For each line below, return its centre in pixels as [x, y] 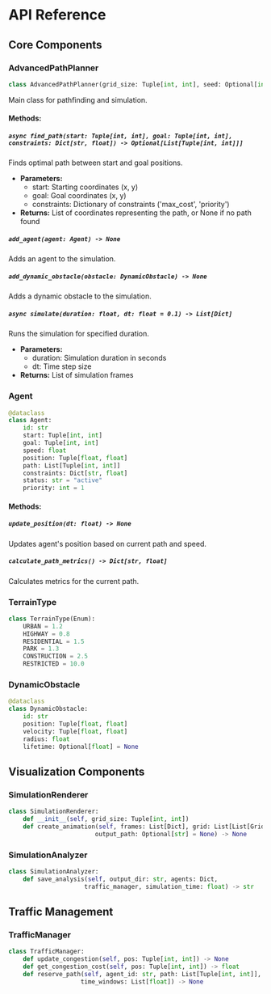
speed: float [45, 450]
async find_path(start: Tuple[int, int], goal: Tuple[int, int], [120, 136]
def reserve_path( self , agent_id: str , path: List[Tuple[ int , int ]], [142, 974]
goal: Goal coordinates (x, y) [79, 196]
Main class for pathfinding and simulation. [78, 99]
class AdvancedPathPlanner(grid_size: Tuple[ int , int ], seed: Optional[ [133, 84]
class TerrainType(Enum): [52, 619]
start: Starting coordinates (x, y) [85, 187]
